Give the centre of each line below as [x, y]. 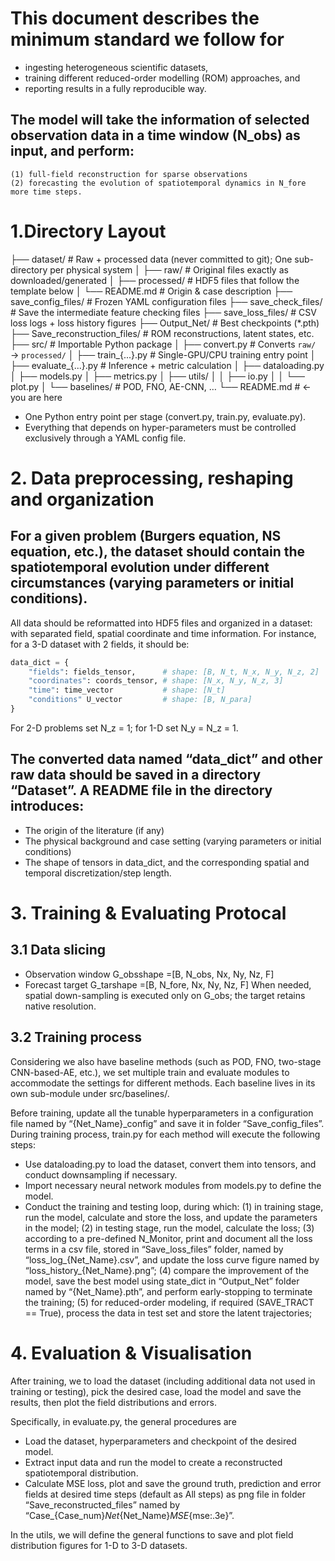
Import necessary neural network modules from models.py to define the [173, 1185]
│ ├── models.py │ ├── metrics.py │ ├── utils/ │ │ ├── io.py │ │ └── [157, 376]
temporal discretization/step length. [98, 873]
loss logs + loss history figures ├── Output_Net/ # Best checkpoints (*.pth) [165, 323]
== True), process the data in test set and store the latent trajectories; [168, 1313]
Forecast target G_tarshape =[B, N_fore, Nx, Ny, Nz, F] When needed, [168, 984]
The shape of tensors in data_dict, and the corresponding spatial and [167, 862]
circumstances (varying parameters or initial [152, 583]
